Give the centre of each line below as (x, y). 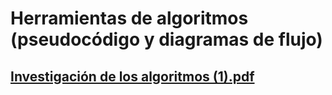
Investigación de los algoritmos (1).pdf (132, 76)
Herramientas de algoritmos (129, 18)
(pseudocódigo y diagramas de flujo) (166, 39)
